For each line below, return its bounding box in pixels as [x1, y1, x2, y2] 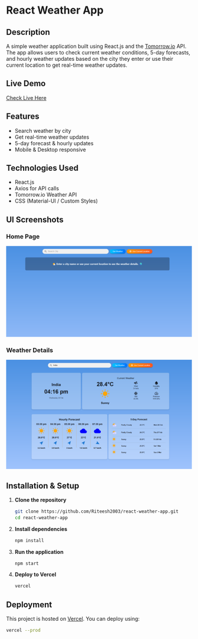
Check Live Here [6, 94, 47, 101]
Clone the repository [14, 496, 67, 503]
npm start [14, 560, 39, 566]
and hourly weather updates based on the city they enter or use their [6, 56, 174, 62]
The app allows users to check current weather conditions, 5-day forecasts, [6, 49, 190, 56]
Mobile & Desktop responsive [14, 146, 87, 153]
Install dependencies [14, 525, 68, 532]
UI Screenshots [6, 214, 64, 224]
